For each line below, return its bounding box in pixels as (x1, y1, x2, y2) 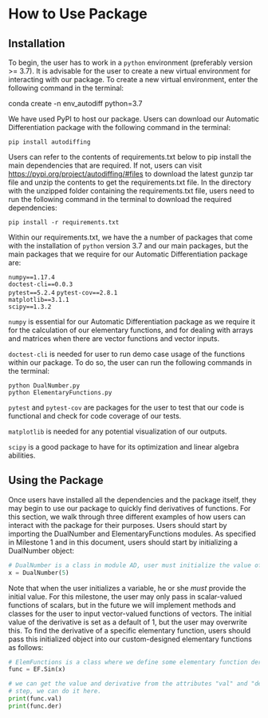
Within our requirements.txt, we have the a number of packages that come (8, 232, 253, 242)
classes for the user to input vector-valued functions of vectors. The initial (8, 609, 252, 618)
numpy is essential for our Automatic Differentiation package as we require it (8, 317, 255, 326)
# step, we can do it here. (8, 688, 102, 696)
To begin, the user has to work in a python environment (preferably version (8, 58, 254, 67)
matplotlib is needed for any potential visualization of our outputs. (8, 426, 227, 436)
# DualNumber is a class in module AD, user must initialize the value (8, 561, 251, 569)
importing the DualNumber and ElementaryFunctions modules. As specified (8, 529, 257, 538)
